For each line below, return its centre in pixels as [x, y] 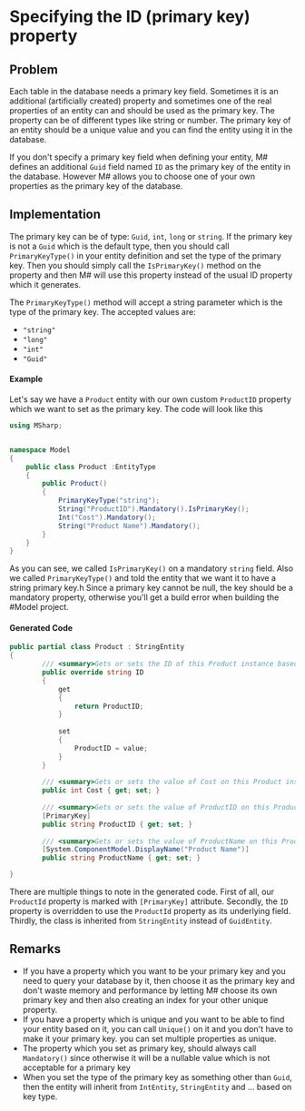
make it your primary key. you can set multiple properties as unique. [149, 1038]
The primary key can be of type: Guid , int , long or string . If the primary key [151, 236]
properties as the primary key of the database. [96, 186]
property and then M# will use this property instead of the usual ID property [151, 275]
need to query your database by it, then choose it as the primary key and [158, 980]
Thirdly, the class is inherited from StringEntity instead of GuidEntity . [141, 921]
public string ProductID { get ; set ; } [118, 824]
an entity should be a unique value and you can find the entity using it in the [151, 130]
